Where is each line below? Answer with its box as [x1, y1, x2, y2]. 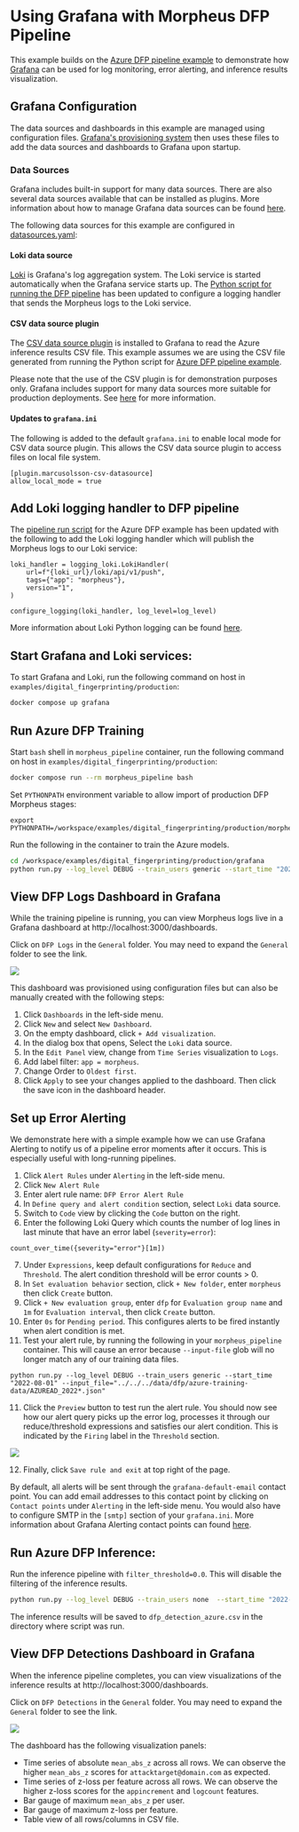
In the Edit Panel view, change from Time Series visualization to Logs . [22, 1047, 279, 1058]
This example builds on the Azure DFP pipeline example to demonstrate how [10, 54, 289, 65]
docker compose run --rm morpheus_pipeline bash [10, 773, 193, 782]
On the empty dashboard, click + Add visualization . [22, 1028, 216, 1039]
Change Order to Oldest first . [22, 1066, 137, 1076]
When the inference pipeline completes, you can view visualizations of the [10, 1669, 282, 1680]
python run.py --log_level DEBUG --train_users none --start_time [10, 1596, 265, 1605]
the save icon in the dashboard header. [22, 1085, 167, 1096]
